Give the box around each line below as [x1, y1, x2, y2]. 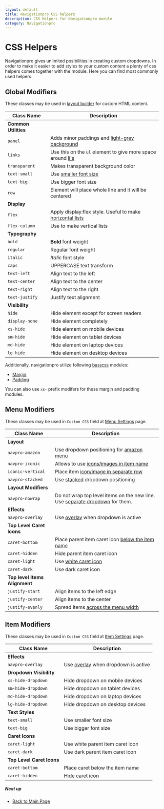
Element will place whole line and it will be [50, 187, 146, 193]
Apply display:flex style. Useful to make [50, 209, 141, 215]
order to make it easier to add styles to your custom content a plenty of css [5, 63, 156, 69]
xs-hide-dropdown [7, 678, 48, 683]
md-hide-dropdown [7, 693, 48, 699]
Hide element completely [50, 318, 108, 324]
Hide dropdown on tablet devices [63, 685, 140, 692]
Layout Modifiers [7, 484, 48, 491]
